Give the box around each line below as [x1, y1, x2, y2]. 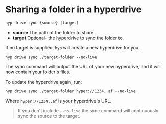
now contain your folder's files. [5, 69, 70, 75]
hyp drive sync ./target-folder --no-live [5, 55, 97, 60]
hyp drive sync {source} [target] [5, 20, 79, 26]
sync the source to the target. [17, 113, 81, 119]
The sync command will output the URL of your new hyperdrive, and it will [5, 63, 161, 69]
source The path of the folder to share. [12, 29, 96, 35]
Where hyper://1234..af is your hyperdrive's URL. [5, 97, 111, 104]
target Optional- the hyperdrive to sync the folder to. [12, 35, 124, 41]
